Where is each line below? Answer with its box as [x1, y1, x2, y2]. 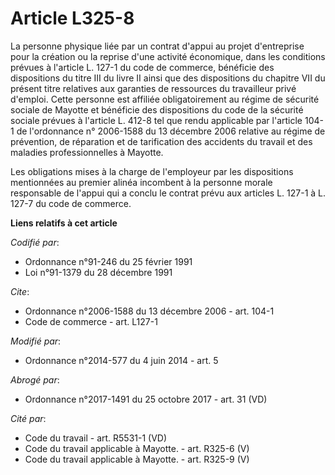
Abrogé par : [10, 373, 60, 386]
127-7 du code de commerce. [10, 197, 132, 209]
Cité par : [10, 412, 47, 424]
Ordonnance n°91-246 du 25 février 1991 [24, 255, 193, 267]
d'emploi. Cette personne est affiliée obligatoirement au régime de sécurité [10, 93, 320, 105]
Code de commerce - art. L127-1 [24, 315, 158, 327]
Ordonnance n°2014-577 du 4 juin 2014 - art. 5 [24, 354, 219, 366]
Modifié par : [10, 335, 62, 347]
